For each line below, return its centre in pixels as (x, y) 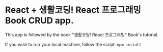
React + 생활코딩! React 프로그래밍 (73, 10)
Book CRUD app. (40, 21)
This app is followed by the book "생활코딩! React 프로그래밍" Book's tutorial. (82, 35)
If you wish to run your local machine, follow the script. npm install (73, 44)
